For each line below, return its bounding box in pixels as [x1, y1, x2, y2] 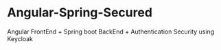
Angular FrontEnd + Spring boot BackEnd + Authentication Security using [7, 27, 215, 36]
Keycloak [7, 34, 33, 42]
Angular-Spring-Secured [7, 5, 153, 21]
